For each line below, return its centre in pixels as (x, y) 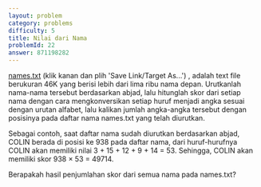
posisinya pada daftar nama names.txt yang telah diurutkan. (107, 118)
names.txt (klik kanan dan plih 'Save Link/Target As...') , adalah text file (125, 76)
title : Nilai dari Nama (48, 38)
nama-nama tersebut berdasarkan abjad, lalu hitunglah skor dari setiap (125, 92)
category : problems (41, 23)
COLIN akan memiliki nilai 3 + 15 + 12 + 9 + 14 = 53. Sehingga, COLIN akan (131, 150)
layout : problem (35, 16)
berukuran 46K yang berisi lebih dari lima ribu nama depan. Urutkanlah (125, 84)
